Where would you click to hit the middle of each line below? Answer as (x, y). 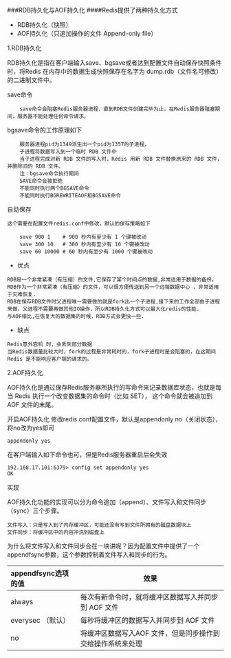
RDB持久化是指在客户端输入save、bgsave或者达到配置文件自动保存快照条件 (114, 63)
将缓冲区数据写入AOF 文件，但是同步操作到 (150, 633)
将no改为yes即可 (31, 428)
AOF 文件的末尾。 (32, 405)
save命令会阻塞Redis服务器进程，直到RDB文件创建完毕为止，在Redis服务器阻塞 (117, 109)
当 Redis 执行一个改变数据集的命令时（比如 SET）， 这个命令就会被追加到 (110, 396)
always (22, 602)
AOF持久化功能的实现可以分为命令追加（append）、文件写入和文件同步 (107, 502)
